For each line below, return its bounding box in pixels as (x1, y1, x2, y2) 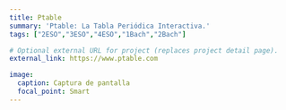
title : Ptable (9, 13, 63, 22)
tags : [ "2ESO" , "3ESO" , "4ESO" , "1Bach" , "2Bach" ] (9, 30, 186, 38)
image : (9, 71, 34, 80)
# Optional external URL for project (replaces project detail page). (9, 46, 279, 55)
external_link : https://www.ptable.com (9, 55, 159, 63)
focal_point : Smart (17, 87, 91, 96)
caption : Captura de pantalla (17, 79, 130, 88)
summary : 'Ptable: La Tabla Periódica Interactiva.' (9, 21, 211, 30)
